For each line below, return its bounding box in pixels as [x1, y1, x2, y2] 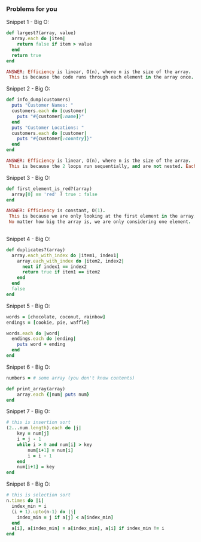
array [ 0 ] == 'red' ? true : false [11, 191, 98, 197]
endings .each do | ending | [11, 336, 77, 342]
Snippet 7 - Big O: [6, 408, 50, 415]
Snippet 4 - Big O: [6, 235, 51, 242]
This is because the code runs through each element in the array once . [8, 74, 194, 80]
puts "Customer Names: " [11, 103, 74, 109]
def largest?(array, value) [6, 30, 77, 36]
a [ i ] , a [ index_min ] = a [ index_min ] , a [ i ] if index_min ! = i [11, 525, 165, 532]
